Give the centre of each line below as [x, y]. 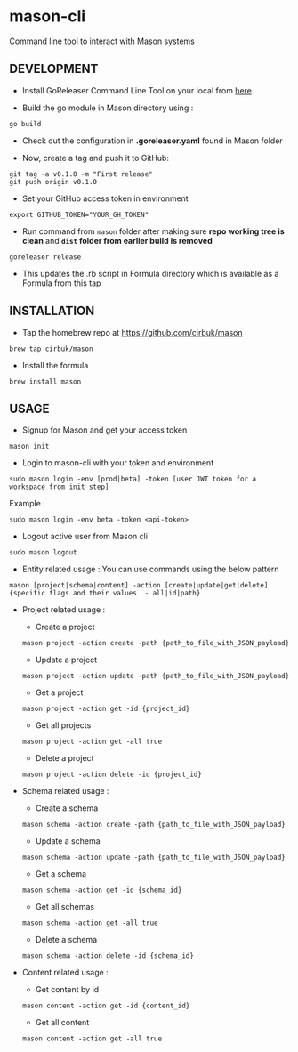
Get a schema [61, 874]
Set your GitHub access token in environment [105, 198]
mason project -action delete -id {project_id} [112, 775]
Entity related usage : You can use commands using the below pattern [150, 569]
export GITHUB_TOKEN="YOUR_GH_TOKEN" [79, 214]
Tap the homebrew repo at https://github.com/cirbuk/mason [132, 332]
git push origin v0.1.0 [53, 182]
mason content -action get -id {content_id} [106, 1006]
